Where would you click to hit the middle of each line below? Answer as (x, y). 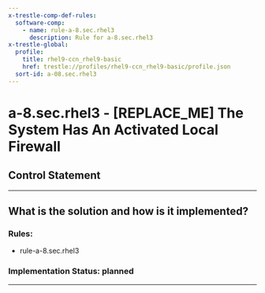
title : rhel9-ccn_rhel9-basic (72, 60)
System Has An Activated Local (114, 130)
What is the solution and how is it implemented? (128, 211)
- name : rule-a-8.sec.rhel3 (68, 30)
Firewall (35, 146)
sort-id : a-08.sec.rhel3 (56, 74)
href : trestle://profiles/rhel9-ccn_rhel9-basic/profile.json (127, 67)
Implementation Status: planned (71, 271)
